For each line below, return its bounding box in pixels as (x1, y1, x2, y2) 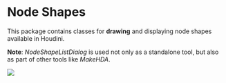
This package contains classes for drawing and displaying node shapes (7, 27, 212, 35)
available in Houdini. (7, 34, 65, 42)
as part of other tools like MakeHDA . (7, 55, 111, 63)
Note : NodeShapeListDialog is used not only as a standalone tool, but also (7, 48, 219, 56)
